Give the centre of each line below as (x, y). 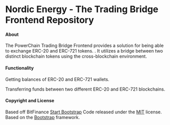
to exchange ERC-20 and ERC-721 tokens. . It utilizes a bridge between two (84, 51)
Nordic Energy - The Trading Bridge (82, 9)
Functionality (20, 68)
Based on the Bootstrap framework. (42, 117)
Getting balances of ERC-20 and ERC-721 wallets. (57, 79)
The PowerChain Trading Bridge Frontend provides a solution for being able (84, 46)
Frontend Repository (50, 20)
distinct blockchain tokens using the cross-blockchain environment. (76, 56)
